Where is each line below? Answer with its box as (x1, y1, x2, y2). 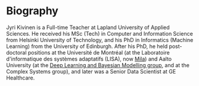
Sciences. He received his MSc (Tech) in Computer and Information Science (6, 30, 194, 37)
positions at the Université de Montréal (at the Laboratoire (27, 49, 170, 56)
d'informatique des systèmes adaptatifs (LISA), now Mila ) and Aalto (6, 55, 172, 62)
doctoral (6, 49, 27, 56)
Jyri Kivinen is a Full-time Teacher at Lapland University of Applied (6, 24, 170, 31)
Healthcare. (6, 74, 35, 81)
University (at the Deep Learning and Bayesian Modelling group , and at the (6, 61, 189, 69)
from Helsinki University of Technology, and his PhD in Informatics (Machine (6, 36, 194, 43)
